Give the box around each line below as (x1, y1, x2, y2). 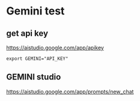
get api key (6, 28, 49, 38)
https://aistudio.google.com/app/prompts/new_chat (6, 88, 134, 95)
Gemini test (6, 4, 65, 18)
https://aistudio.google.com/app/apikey (6, 44, 104, 51)
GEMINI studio (6, 72, 61, 82)
